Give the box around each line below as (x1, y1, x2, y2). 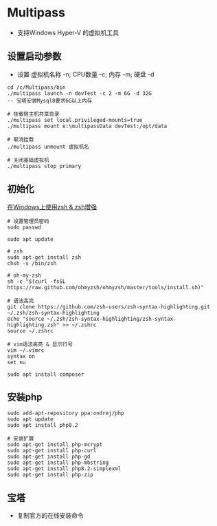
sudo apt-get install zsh (7, 253, 81, 261)
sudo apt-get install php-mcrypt (7, 441, 103, 448)
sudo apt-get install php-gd (7, 453, 91, 461)
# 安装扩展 (7, 435, 34, 442)
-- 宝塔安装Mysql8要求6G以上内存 (7, 97, 93, 104)
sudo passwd (7, 224, 41, 231)
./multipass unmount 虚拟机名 (7, 143, 89, 150)
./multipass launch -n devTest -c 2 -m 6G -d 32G (7, 90, 152, 97)
